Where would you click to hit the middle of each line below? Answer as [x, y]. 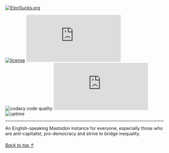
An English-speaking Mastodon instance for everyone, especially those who [84, 128]
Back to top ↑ [20, 145]
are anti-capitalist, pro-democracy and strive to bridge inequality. [73, 134]
